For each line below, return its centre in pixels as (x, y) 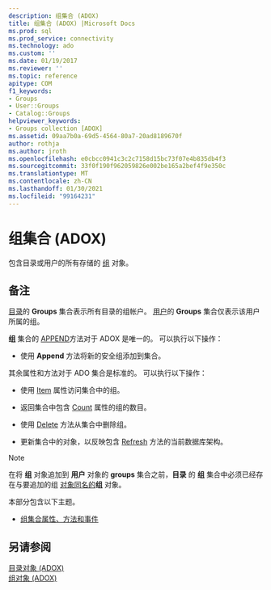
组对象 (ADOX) (33, 578)
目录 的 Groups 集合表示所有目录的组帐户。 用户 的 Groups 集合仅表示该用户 (134, 311)
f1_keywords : (30, 91)
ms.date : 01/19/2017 (43, 61)
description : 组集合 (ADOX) (54, 16)
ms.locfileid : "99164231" (52, 196)
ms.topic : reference (43, 76)
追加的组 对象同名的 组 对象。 (78, 485)
